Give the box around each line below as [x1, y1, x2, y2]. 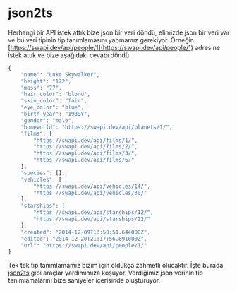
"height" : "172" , [20, 78, 72, 85]
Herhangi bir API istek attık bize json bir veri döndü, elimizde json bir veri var [8, 28, 230, 37]
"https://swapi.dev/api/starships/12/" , [33, 209, 154, 216]
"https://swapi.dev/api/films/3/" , [33, 150, 138, 157]
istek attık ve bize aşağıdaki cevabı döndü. [8, 51, 131, 59]
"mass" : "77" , [20, 84, 62, 91]
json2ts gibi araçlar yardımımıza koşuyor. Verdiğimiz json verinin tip [8, 268, 204, 277]
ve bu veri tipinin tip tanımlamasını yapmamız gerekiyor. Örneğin [8, 35, 195, 44]
